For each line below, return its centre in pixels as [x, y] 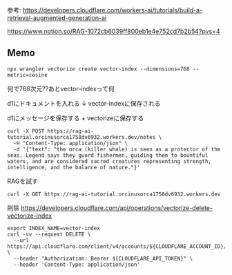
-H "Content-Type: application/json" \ [71, 143]
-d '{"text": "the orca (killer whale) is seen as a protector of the [117, 149]
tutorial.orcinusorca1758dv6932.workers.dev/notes [81, 137]
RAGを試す [22, 181]
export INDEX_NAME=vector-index [54, 228]
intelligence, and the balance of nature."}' [74, 167]
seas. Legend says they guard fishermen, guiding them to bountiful [108, 155]
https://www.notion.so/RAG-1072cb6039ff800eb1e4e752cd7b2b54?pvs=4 [114, 31]
